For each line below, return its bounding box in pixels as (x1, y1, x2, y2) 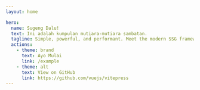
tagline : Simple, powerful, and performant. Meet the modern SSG (11, 36, 177, 42)
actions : (11, 42, 33, 48)
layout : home (5, 8, 38, 15)
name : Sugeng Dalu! (11, 25, 60, 31)
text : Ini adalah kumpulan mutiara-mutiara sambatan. (11, 30, 147, 36)
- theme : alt (16, 64, 49, 70)
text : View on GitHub (21, 69, 76, 75)
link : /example (21, 58, 60, 64)
